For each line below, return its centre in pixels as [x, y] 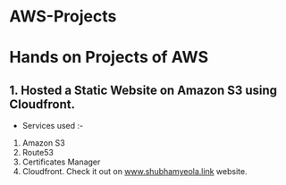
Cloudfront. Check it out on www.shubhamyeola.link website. [135, 172]
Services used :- [52, 126]
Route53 [38, 153]
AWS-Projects [63, 17]
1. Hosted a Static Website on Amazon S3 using [143, 90]
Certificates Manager [61, 162]
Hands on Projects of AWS [109, 58]
